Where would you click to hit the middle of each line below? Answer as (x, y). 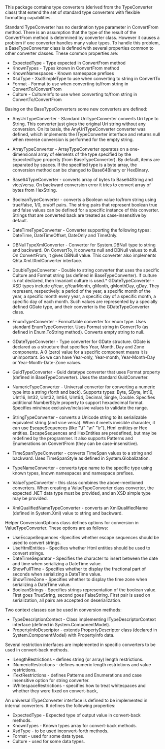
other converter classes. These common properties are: (62, 53)
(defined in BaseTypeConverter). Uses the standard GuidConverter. (80, 377)
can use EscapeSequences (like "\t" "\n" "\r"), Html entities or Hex (80, 428)
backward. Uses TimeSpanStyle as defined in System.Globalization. (81, 458)
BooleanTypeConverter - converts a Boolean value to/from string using (84, 200)
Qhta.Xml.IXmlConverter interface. (47, 260)
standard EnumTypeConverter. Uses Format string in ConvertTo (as (80, 327)
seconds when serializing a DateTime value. (57, 574)
